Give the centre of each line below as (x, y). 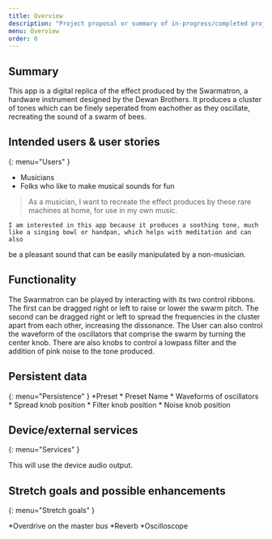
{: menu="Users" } (39, 161)
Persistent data (48, 376)
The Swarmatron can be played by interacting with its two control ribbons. (132, 299)
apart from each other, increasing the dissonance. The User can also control (136, 325)
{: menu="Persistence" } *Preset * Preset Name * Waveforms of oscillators (134, 396)
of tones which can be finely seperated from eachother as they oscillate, (130, 108)
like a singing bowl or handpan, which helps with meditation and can (130, 232)
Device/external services (73, 430)
